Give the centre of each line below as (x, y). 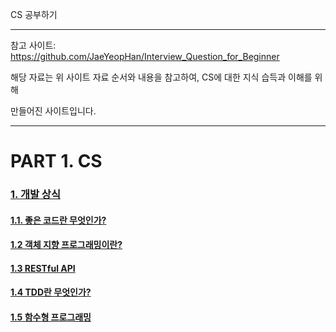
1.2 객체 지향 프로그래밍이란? (66, 245)
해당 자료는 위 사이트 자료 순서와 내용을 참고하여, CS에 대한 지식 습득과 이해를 (161, 77)
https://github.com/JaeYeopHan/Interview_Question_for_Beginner (145, 56)
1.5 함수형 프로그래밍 (51, 317)
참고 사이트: (33, 45)
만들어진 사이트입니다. (53, 111)
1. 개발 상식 (35, 195)
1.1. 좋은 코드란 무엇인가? (58, 220)
